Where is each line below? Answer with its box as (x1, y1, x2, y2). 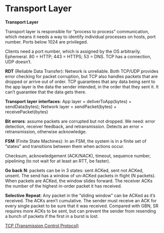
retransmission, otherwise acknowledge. (5, 128, 87, 134)
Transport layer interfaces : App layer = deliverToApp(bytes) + (5, 98, 132, 104)
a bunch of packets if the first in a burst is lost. (5, 213, 99, 219)
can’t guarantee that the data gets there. (5, 89, 87, 95)
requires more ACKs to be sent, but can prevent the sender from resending (5, 208, 156, 214)
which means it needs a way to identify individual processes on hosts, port (5, 34, 156, 40)
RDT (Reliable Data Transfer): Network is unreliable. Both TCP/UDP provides (5, 68, 159, 74)
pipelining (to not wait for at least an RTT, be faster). (5, 158, 110, 164)
